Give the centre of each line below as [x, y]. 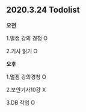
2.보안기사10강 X [26, 90]
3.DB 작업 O [20, 102]
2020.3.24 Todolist [43, 10]
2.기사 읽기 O [22, 51]
